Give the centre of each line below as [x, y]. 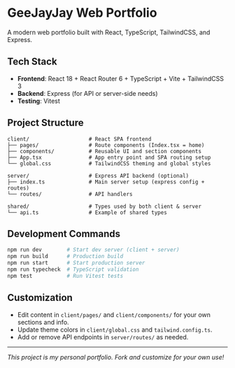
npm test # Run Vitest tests [65, 276]
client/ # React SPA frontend [79, 139]
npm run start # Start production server [76, 263]
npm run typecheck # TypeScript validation [73, 269]
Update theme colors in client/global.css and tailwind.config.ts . [115, 330]
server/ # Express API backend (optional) [98, 176]
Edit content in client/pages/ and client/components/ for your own [114, 314]
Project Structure [45, 123]
